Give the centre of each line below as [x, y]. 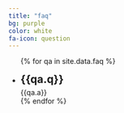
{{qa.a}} [33, 93]
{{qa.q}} [42, 80]
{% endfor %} [43, 101]
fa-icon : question [39, 38]
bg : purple [27, 23]
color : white [30, 31]
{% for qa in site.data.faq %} [68, 61]
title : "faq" [30, 16]
